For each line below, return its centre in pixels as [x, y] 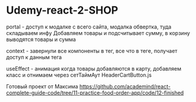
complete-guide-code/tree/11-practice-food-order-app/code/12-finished [95, 93]
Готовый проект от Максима [42, 86]
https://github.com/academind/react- [125, 86]
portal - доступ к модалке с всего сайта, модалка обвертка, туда [89, 27]
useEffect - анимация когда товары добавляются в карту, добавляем [94, 68]
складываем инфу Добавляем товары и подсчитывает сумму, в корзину [98, 33]
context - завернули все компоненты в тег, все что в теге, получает [92, 50]
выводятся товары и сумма [41, 39]
